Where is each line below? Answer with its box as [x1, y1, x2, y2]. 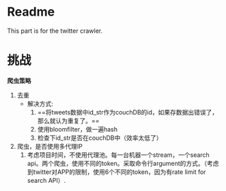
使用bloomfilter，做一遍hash [37, 125, 118, 133]
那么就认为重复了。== [37, 117, 100, 125]
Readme [7, 4, 55, 20]
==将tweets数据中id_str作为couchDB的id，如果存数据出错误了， [37, 108, 218, 116]
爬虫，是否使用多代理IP [16, 142, 83, 150]
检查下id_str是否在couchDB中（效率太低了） [37, 134, 163, 142]
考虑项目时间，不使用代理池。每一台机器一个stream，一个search [27, 151, 210, 159]
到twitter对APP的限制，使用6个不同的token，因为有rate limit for [27, 168, 206, 176]
